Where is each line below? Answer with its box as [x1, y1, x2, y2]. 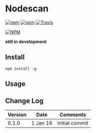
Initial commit [57, 120, 89, 127]
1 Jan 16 [31, 120, 53, 127]
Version [7, 111, 27, 118]
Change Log [5, 96, 44, 105]
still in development [5, 38, 47, 45]
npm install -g [5, 66, 37, 71]
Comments [59, 111, 86, 118]
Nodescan [5, 3, 49, 14]
